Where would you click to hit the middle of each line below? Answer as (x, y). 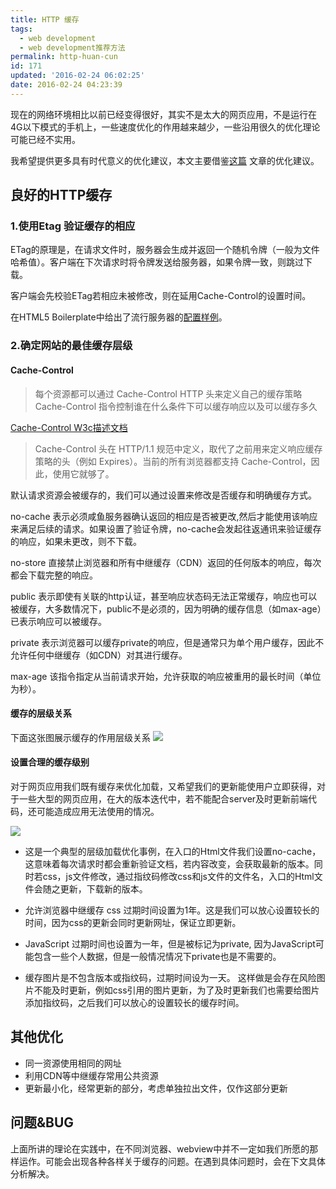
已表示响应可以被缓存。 (58, 621)
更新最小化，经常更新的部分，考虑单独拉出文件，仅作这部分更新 (156, 1088)
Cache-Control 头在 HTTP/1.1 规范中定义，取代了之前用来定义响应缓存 (178, 448)
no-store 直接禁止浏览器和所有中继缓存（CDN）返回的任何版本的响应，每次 (166, 562)
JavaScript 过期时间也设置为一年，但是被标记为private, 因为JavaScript (170, 943)
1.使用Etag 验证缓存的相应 (73, 226)
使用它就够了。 (83, 473)
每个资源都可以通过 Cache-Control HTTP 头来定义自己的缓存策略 (168, 393)
